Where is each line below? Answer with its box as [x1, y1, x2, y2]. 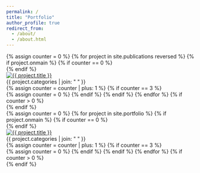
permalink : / [6, 8, 39, 15]
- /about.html [11, 36, 47, 42]
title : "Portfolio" [6, 14, 55, 20]
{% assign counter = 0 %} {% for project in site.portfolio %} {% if [6, 110, 167, 117]
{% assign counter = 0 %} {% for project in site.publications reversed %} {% [6, 53, 195, 60]
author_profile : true [6, 20, 60, 26]
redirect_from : [6, 25, 44, 32]
